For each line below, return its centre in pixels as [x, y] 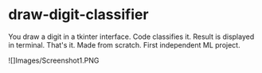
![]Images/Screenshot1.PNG [54, 60]
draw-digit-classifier [78, 15]
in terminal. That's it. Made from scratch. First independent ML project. [124, 44]
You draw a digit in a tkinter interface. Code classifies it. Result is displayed [131, 36]
